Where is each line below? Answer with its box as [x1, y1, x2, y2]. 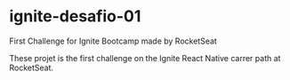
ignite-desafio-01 [9, 6, 141, 27]
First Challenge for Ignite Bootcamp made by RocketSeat [9, 36, 218, 46]
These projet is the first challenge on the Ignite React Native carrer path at [9, 52, 281, 63]
